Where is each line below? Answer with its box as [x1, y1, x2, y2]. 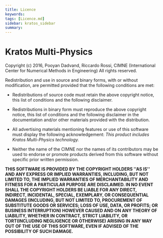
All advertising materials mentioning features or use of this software [12, 127, 149, 132]
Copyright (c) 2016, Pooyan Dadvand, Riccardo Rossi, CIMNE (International [5, 63, 156, 68]
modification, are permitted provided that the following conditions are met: [5, 83, 155, 88]
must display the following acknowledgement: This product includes [12, 131, 150, 137]
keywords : [5, 12, 25, 17]
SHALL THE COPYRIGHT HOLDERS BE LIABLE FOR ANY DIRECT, [5, 187, 137, 193]
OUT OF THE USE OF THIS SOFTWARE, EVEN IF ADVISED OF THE [5, 223, 139, 229]
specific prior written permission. [12, 157, 79, 163]
